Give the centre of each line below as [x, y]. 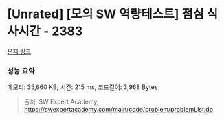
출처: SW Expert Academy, [61, 102]
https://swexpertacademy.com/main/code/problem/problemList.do [119, 110]
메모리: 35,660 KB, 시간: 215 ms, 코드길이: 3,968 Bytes [82, 87]
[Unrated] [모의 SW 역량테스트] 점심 [105, 14]
